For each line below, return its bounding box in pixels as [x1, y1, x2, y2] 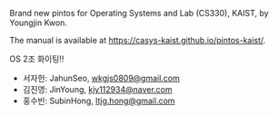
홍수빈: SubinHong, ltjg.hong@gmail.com [22, 95, 175, 106]
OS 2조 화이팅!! [9, 53, 65, 64]
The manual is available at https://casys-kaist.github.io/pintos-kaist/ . [9, 35, 266, 45]
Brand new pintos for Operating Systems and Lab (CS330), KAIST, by [9, 8, 270, 18]
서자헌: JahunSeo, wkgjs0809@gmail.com [22, 72, 180, 83]
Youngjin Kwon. [9, 17, 68, 28]
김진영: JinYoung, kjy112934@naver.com [22, 84, 173, 94]
